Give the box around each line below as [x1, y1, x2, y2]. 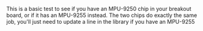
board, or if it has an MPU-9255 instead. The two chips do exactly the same [6, 12, 197, 19]
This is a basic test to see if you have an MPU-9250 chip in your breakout [6, 5, 191, 12]
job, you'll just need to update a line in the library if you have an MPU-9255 [6, 18, 195, 25]
